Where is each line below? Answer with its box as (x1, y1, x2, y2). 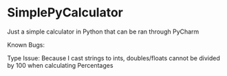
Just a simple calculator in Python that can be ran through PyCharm (7, 27, 199, 36)
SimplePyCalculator (7, 5, 124, 21)
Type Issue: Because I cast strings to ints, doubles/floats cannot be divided (7, 53, 220, 62)
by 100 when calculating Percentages (7, 61, 113, 69)
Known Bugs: (7, 40, 45, 49)
